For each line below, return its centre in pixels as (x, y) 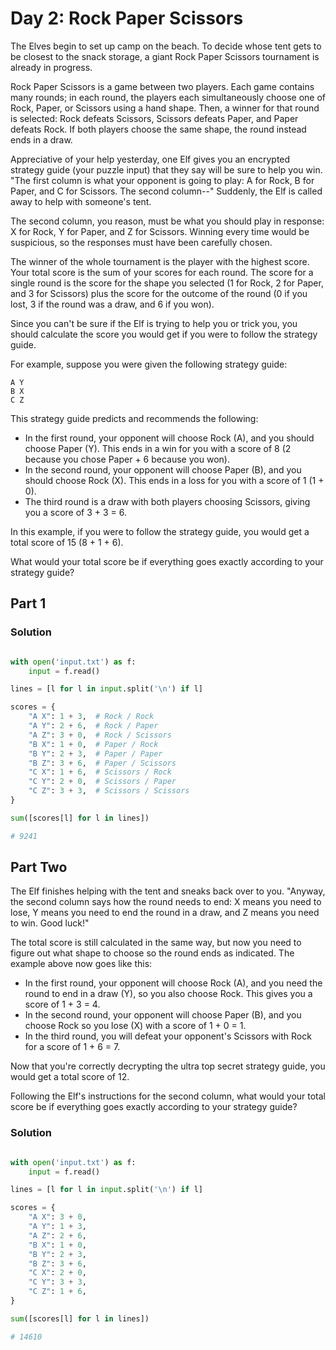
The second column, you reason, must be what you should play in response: (167, 221)
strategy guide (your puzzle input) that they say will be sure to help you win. (166, 169)
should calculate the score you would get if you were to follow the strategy (164, 334)
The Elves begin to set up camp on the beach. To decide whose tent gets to (166, 46)
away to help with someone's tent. (81, 201)
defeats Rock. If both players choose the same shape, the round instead (158, 129)
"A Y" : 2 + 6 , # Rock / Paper (93, 726)
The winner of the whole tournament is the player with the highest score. (160, 261)
